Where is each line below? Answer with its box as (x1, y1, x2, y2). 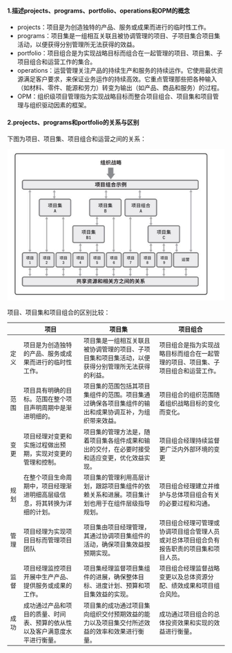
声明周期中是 (29, 404, 66, 412)
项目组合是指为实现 (159, 341, 214, 349)
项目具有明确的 (23, 386, 66, 395)
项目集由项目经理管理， (83, 523, 151, 531)
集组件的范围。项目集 (83, 391, 144, 399)
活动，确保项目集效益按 (83, 540, 151, 548)
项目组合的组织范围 (159, 391, 214, 399)
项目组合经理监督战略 (159, 564, 220, 573)
